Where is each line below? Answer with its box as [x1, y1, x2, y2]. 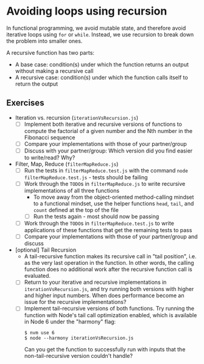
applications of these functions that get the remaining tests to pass [24, 227, 192, 234]
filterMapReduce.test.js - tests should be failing [24, 174, 148, 180]
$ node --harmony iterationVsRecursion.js [24, 335, 134, 342]
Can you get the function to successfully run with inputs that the [24, 346, 186, 353]
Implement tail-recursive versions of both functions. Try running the [24, 305, 195, 312]
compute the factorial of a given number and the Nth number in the [24, 127, 193, 134]
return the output [15, 80, 58, 88]
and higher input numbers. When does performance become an [24, 292, 185, 299]
